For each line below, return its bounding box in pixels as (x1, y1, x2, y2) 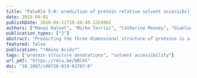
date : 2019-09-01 (6, 14, 49, 20)
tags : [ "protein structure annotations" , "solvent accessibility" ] (6, 52, 175, 58)
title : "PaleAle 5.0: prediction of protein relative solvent (6, 8, 161, 15)
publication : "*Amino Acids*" (6, 47, 80, 53)
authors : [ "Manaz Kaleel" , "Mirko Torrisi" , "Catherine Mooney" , (6, 25, 169, 31)
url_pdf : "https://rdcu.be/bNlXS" (6, 57, 91, 63)
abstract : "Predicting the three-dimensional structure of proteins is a (6, 36, 191, 42)
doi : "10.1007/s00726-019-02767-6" (6, 63, 93, 69)
